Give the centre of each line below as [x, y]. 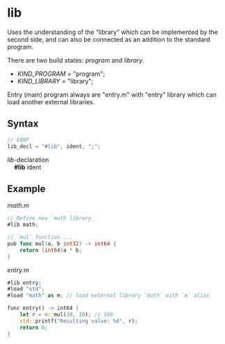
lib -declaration [28, 159]
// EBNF [18, 140]
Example [26, 189]
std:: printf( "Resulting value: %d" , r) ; [79, 321]
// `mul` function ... [40, 238]
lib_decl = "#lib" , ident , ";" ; [54, 146]
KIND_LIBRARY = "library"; [55, 81]
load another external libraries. [51, 101]
